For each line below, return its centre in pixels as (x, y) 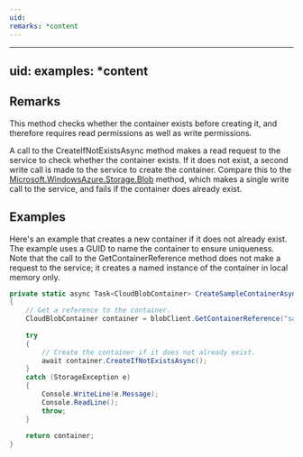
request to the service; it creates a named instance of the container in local (149, 268)
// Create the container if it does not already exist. (149, 352)
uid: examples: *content (79, 71)
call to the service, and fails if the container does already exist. (126, 188)
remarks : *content (44, 26)
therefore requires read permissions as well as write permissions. (131, 133)
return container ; (60, 436)
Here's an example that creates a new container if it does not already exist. (148, 239)
